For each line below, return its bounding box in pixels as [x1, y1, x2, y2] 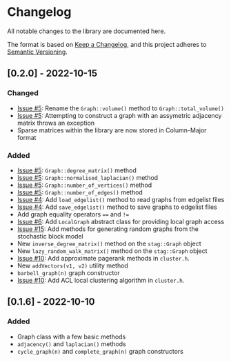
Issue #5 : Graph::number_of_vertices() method [17, 181, 152, 189]
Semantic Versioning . [7, 48, 68, 56]
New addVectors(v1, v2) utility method [17, 261, 129, 270]
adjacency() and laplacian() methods [17, 339, 126, 348]
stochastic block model [17, 232, 84, 240]
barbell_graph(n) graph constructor [17, 268, 121, 276]
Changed [7, 88, 39, 98]
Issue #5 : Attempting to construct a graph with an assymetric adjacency [17, 111, 222, 119]
